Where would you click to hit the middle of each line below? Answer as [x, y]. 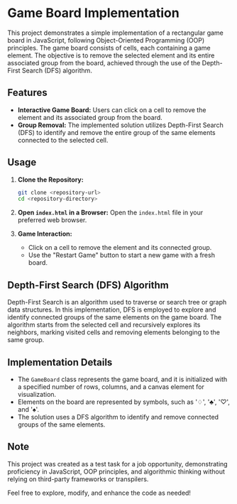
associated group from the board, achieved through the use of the [104, 62]
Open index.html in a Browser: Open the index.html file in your [110, 213]
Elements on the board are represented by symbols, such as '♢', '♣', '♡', [124, 402]
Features [27, 93]
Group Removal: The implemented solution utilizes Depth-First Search [120, 125]
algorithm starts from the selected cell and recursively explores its [104, 325]
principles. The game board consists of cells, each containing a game [109, 48]
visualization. [37, 394]
